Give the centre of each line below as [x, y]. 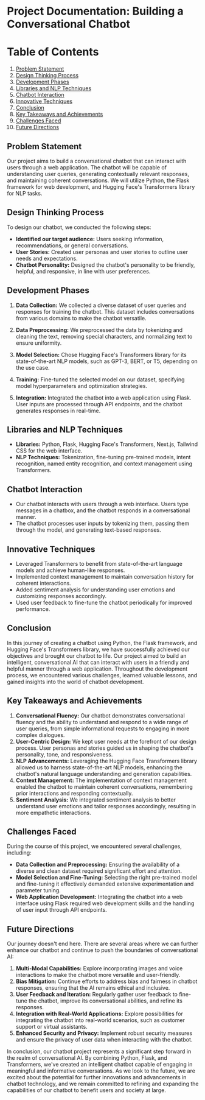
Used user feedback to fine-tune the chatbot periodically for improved [104, 602]
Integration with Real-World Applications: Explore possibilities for [99, 1014]
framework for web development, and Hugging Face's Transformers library [101, 186]
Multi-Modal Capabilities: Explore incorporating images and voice [99, 968]
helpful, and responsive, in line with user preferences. [83, 271]
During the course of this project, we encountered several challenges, [94, 846]
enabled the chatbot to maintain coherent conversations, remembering [104, 786]
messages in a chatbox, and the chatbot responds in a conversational [103, 510]
